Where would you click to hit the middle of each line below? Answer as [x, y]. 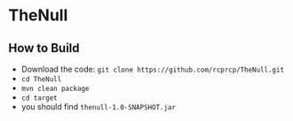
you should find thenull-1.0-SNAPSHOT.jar [99, 106]
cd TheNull [41, 79]
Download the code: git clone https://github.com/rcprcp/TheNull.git [153, 69]
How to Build [44, 48]
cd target [40, 98]
